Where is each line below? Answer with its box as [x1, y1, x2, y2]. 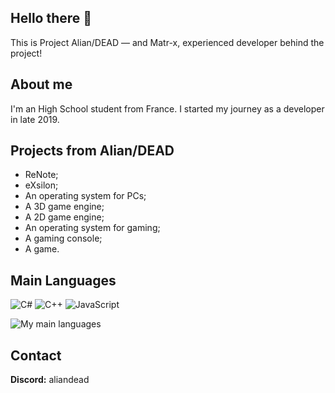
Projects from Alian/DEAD [10, 142, 175, 160]
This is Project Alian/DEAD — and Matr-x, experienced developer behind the [10, 36, 325, 48]
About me [10, 76, 73, 93]
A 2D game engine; [24, 211, 105, 223]
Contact [10, 347, 62, 364]
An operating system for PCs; [24, 190, 147, 202]
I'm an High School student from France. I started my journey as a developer [10, 102, 325, 115]
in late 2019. [10, 113, 60, 125]
